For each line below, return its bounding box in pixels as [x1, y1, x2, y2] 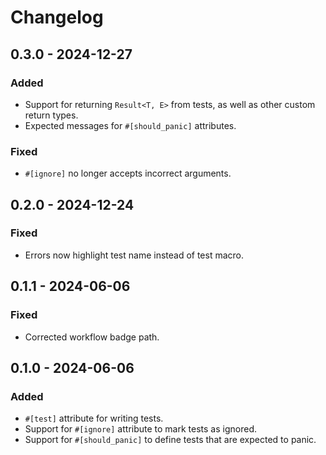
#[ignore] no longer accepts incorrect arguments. [24, 167, 232, 180]
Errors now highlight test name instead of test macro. [24, 249, 245, 261]
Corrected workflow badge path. [24, 331, 160, 343]
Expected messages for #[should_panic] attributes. [24, 119, 237, 131]
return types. [24, 109, 79, 121]
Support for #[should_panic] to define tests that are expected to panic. [24, 434, 317, 446]
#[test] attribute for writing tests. [24, 412, 164, 425]
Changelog [10, 6, 104, 29]
